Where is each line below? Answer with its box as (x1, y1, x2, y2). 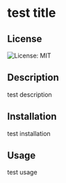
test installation (7, 129, 51, 137)
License (7, 33, 42, 45)
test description (7, 90, 52, 99)
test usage (7, 168, 38, 177)
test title (7, 5, 56, 21)
